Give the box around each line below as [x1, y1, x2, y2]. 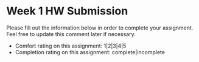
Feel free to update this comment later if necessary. [6, 30, 136, 37]
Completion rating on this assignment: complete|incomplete [15, 48, 166, 55]
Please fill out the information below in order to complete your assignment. [6, 24, 194, 31]
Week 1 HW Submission [6, 4, 128, 18]
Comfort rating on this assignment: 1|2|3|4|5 [15, 42, 127, 49]
